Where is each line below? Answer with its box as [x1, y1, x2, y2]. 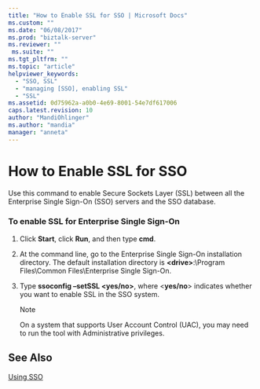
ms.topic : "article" [8, 63, 76, 71]
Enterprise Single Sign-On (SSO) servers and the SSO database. [8, 196, 216, 206]
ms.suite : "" [11, 48, 55, 56]
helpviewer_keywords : [8, 70, 79, 78]
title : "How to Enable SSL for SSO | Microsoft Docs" [8, 11, 189, 20]
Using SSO [8, 372, 43, 381]
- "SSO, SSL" [15, 77, 58, 85]
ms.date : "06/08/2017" [8, 26, 82, 34]
